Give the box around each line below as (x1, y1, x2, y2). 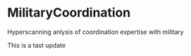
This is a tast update (7, 41, 66, 49)
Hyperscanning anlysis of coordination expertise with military (7, 28, 184, 36)
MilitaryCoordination (7, 5, 131, 21)
